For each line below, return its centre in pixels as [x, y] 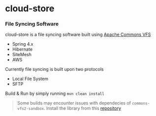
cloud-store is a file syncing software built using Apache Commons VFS [78, 34]
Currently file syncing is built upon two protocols [54, 69]
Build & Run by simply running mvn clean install [55, 93]
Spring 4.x [23, 44]
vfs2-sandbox [31, 109]
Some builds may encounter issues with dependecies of [74, 103]
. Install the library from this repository [82, 108]
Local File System [30, 79]
